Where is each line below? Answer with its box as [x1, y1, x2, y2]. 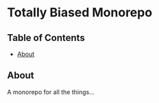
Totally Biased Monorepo [7, 5, 153, 20]
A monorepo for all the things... [7, 87, 95, 96]
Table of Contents [7, 32, 86, 44]
